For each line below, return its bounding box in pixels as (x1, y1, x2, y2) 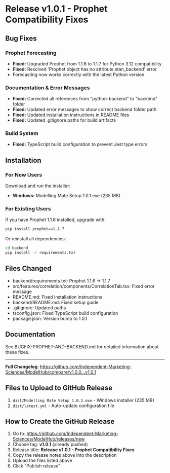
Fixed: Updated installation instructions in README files (12, 112, 130, 118)
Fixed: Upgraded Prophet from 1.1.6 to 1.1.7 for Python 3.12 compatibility (12, 60, 162, 66)
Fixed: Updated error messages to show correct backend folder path (12, 106, 157, 113)
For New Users (5, 171, 42, 178)
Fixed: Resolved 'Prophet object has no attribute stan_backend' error (12, 66, 157, 72)
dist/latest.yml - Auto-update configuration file (12, 403, 115, 409)
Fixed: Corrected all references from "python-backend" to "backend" (12, 96, 158, 102)
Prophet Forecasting (5, 49, 57, 56)
